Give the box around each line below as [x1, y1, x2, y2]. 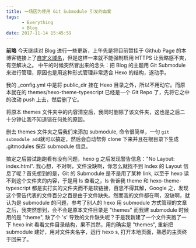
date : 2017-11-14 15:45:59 [6, 30, 72, 36]
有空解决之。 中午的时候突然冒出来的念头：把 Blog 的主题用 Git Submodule [6, 62, 186, 69]
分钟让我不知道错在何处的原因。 [10, 116, 88, 123]
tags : [6, 14, 19, 20]
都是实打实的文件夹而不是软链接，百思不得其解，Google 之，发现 [32, 185, 189, 192]
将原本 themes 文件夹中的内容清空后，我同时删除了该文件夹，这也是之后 [6, 109, 180, 116]
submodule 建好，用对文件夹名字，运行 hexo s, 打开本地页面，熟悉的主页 [6, 229, 183, 236]
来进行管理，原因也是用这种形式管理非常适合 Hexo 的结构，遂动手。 [6, 69, 170, 76]
